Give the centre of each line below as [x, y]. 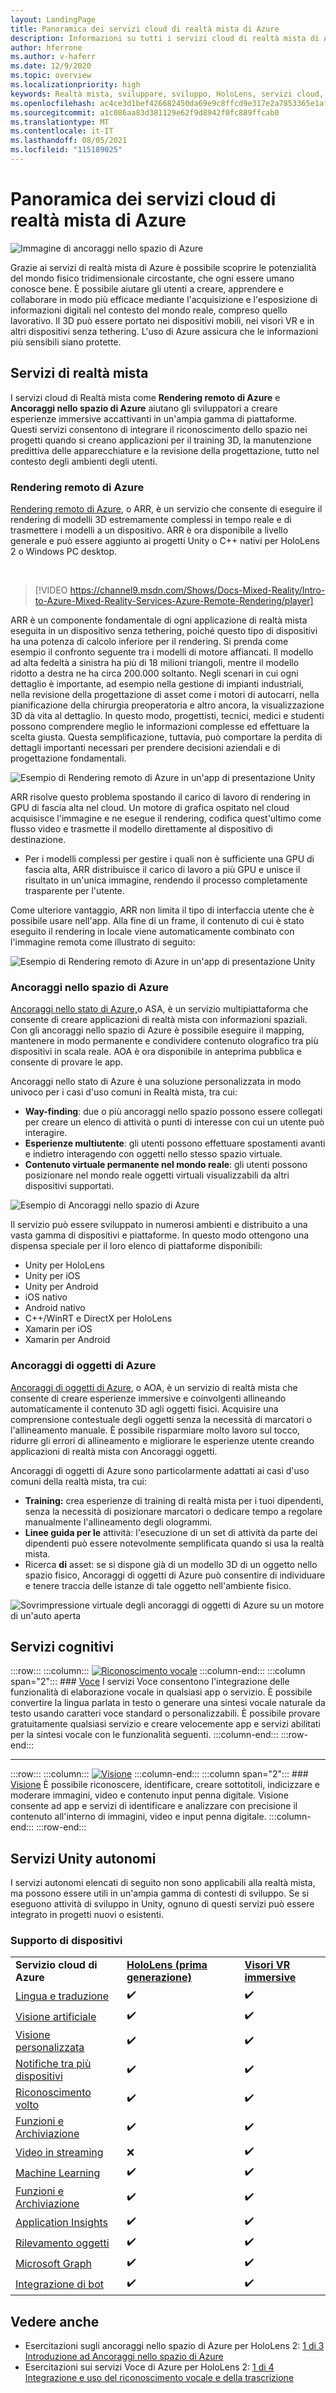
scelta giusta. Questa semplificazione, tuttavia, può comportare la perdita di [166, 737]
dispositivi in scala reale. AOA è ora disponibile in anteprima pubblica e [156, 1052]
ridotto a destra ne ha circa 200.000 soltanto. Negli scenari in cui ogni [154, 673]
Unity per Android [61, 1287]
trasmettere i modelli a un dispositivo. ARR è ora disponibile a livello [149, 530]
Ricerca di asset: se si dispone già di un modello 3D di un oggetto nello [171, 1564]
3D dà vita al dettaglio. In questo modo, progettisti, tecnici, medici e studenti [167, 715]
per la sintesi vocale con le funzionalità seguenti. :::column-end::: [144, 1735]
